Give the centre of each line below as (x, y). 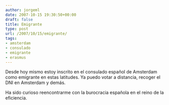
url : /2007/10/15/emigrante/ (36, 34)
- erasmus (16, 57)
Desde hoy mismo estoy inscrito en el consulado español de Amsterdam (81, 72)
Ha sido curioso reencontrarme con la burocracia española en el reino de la (85, 93)
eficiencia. (16, 98)
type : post (17, 29)
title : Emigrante (24, 24)
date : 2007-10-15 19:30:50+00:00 (41, 15)
